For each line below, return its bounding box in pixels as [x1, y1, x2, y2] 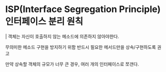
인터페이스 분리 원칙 [5, 16, 84, 27]
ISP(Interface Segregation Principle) [5, 4, 161, 15]
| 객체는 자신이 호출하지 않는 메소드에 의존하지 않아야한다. [5, 33, 119, 39]
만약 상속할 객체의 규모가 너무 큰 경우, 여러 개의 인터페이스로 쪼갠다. [5, 61, 139, 67]
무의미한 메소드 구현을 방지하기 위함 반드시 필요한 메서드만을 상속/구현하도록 [5, 44, 156, 50]
